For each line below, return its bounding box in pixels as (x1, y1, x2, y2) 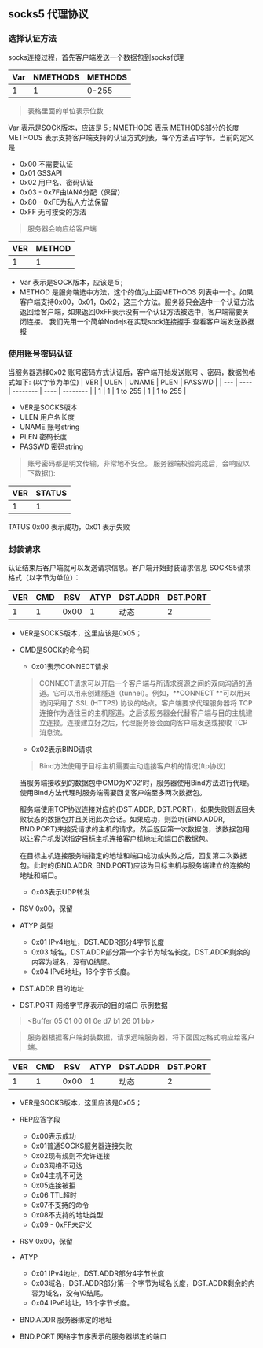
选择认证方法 (8, 33, 57, 44)
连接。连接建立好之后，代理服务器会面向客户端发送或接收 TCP (46, 718, 248, 728)
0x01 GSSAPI (19, 168, 63, 177)
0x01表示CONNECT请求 (31, 662, 109, 672)
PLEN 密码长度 (19, 431, 68, 441)
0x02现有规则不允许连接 (31, 1151, 111, 1161)
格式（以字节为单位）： (8, 573, 81, 583)
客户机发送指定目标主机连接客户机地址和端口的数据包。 (33, 834, 213, 844)
